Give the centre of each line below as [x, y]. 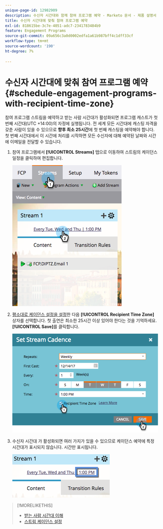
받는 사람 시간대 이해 [44, 515]
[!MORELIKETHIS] [35, 505]
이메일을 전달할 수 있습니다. [36, 142]
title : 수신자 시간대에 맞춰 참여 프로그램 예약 [46, 20]
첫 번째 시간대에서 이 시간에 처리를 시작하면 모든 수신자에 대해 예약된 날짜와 [76, 136]
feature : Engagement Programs [36, 31]
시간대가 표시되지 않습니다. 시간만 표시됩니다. [55, 447]
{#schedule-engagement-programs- [81, 93]
